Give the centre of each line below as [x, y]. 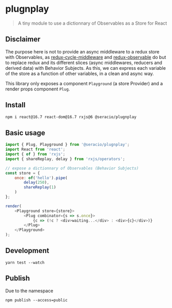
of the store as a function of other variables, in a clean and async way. [80, 73]
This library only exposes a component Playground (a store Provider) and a [84, 83]
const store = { [23, 173]
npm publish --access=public [36, 300]
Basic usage [25, 133]
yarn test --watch [25, 262]
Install [15, 105]
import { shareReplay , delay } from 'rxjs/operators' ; [65, 159]
